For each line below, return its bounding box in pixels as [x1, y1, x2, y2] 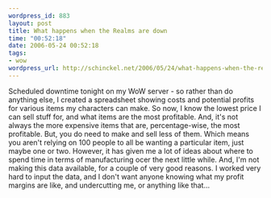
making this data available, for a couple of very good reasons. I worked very [8, 163, 261, 173]
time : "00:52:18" [8, 34, 67, 43]
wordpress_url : [8, 64, 60, 72]
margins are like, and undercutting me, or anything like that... [8, 180, 211, 190]
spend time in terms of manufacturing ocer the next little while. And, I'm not [8, 155, 260, 164]
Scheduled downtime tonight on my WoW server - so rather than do [8, 86, 234, 96]
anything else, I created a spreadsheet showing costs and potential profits [8, 94, 255, 105]
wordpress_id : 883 [8, 11, 70, 20]
